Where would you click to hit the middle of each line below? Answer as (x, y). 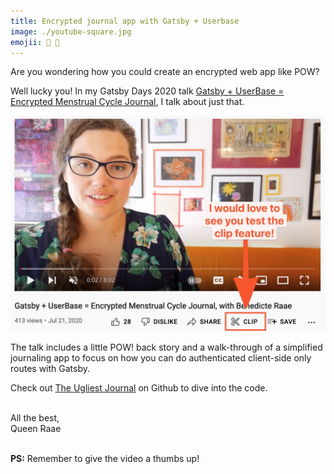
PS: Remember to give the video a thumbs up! (105, 458)
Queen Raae (36, 428)
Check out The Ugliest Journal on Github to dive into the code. (139, 387)
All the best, (35, 417)
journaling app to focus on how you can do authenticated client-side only (161, 357)
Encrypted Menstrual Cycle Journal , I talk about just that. (127, 102)
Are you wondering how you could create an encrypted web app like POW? (165, 72)
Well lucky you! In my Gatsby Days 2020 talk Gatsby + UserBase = (147, 91)
